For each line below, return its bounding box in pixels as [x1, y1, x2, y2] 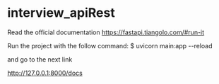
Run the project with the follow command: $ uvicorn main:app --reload [7, 41, 213, 50]
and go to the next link [7, 55, 73, 64]
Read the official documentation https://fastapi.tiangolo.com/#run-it [7, 28, 205, 36]
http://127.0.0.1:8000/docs [7, 69, 83, 77]
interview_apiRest [7, 5, 115, 21]
